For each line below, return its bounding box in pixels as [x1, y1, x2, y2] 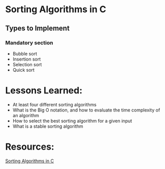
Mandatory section [5, 39, 53, 46]
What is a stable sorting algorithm [12, 123, 83, 129]
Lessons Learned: [5, 85, 83, 96]
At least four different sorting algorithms [12, 101, 96, 107]
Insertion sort [12, 56, 41, 62]
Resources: [5, 141, 54, 152]
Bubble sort [12, 50, 37, 57]
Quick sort [12, 67, 35, 73]
